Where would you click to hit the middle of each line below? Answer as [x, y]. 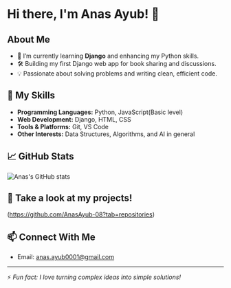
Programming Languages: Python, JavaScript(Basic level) [100, 112]
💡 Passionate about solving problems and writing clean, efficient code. [117, 74]
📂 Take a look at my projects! [70, 198]
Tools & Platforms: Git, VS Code [63, 126]
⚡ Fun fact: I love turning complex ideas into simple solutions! [94, 277]
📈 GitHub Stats [41, 156]
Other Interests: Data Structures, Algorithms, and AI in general [106, 134]
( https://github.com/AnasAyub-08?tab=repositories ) [81, 214]
